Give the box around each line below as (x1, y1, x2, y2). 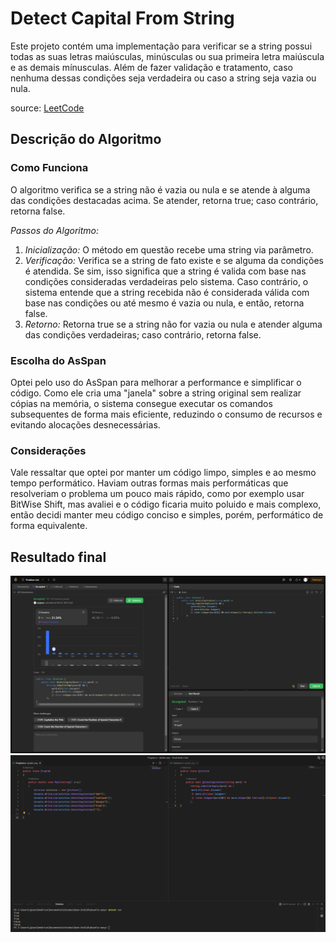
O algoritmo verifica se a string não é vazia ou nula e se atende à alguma (10, 183, 311, 196)
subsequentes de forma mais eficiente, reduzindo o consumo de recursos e (10, 408, 323, 420)
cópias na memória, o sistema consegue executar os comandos (10, 397, 273, 409)
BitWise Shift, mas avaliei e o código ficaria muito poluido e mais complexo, (10, 498, 322, 511)
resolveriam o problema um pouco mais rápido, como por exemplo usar (10, 488, 305, 500)
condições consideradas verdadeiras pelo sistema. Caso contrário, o (24, 275, 309, 287)
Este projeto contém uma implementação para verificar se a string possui (10, 40, 313, 52)
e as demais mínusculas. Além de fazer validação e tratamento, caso (10, 61, 293, 73)
